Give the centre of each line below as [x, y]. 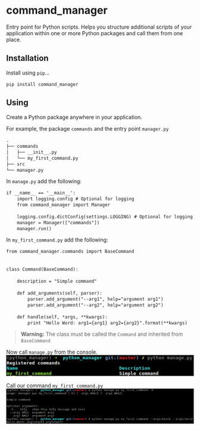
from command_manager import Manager [64, 205]
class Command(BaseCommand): [42, 269]
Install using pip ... [28, 73]
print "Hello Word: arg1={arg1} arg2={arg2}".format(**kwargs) [107, 323]
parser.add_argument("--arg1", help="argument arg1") [96, 299]
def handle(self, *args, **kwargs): [62, 317]
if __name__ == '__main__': [41, 193]
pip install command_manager [42, 84]
